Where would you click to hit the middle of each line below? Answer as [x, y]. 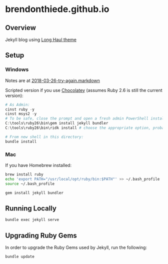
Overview [21, 28]
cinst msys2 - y [21, 114]
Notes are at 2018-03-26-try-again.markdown [52, 80]
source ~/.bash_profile [30, 183]
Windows [17, 69]
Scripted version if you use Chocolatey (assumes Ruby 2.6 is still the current [84, 90]
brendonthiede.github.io [57, 9]
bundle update [20, 256]
